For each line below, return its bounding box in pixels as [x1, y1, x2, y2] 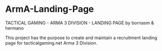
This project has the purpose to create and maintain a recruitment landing [5, 35, 157, 41]
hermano [5, 25, 24, 31]
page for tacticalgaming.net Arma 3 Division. [5, 40, 98, 46]
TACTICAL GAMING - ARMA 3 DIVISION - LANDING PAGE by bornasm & [5, 20, 154, 26]
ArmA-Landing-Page [5, 3, 94, 15]
